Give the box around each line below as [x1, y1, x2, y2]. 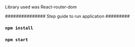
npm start [5, 37, 28, 42]
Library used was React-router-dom [5, 4, 77, 10]
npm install [5, 25, 34, 31]
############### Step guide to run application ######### [5, 13, 130, 19]
